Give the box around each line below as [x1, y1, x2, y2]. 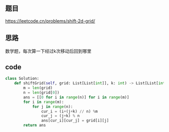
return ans [23, 123, 46, 128]
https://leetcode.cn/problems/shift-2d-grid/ [5, 18, 96, 24]
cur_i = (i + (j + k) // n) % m [41, 109, 98, 114]
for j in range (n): [32, 104, 73, 109]
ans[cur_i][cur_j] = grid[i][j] [41, 118, 109, 123]
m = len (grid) [23, 85, 53, 91]
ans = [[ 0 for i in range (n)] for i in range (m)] [23, 94, 129, 100]
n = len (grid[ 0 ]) [23, 90, 59, 95]
